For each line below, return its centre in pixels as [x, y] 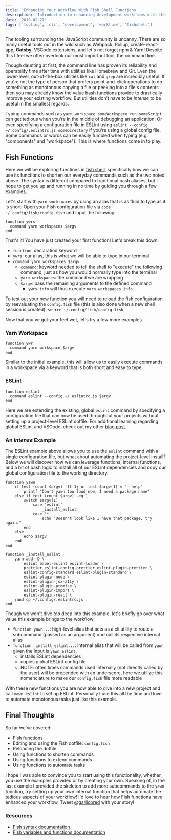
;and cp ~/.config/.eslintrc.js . [51, 599]
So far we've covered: [29, 728]
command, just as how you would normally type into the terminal [89, 272]
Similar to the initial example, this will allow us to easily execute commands [84, 362]
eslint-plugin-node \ [47, 577]
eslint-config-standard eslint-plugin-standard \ [78, 572]
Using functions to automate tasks [49, 765]
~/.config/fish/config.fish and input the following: [61, 213]
